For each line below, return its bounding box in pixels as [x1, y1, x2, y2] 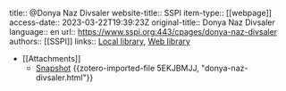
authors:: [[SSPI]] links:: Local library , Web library [9, 36, 190, 46]
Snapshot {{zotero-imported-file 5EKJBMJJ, [35, 62, 199, 73]
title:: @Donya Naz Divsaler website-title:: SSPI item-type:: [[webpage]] [9, 8, 273, 18]
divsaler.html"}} [35, 72, 94, 83]
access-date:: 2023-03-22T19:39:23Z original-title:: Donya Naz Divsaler [9, 17, 275, 28]
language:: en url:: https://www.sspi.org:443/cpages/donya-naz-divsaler [9, 27, 278, 37]
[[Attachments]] [21, 54, 81, 63]
